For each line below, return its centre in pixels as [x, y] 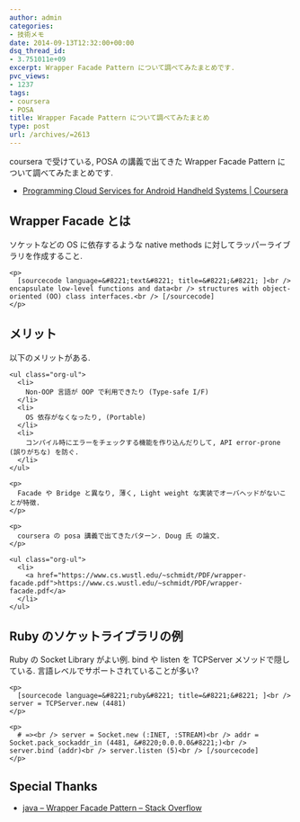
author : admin [36, 18]
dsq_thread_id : [38, 51]
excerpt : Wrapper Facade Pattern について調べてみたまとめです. [122, 68]
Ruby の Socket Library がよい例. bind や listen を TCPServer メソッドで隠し [150, 660]
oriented [26, 296]
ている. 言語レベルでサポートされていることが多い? [104, 671]
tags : [19, 93]
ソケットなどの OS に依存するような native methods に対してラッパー [138, 245]
